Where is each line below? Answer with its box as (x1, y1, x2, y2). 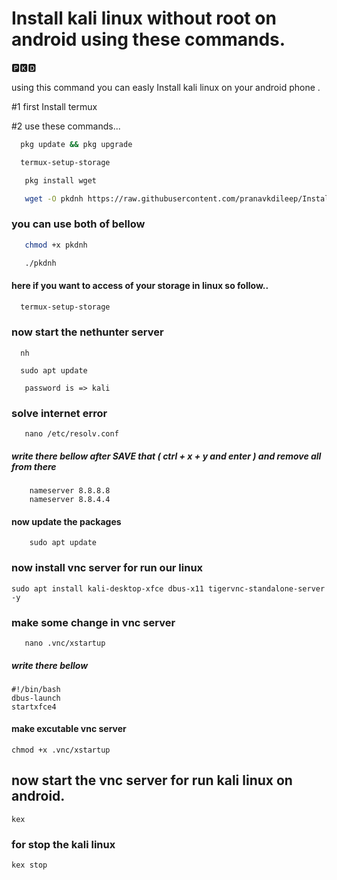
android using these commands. (11, 28, 286, 51)
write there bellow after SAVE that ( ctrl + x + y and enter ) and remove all (11, 450, 322, 462)
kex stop (11, 860, 48, 871)
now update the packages (11, 515, 122, 527)
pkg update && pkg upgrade (20, 139, 133, 149)
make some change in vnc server (11, 615, 176, 629)
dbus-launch (11, 693, 61, 703)
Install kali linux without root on (11, 7, 277, 30)
